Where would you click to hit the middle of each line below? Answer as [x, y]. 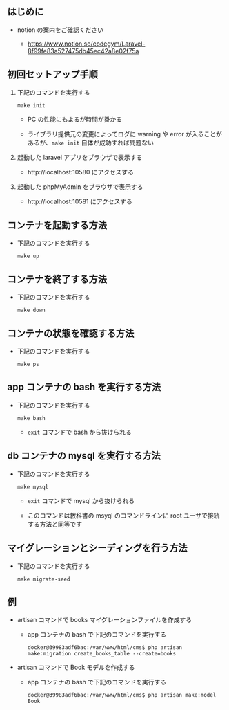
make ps [28, 365]
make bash [31, 418]
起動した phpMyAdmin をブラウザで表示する [80, 186]
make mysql [33, 487]
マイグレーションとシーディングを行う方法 [97, 548]
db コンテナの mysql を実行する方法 [84, 456]
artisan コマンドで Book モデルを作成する [76, 667]
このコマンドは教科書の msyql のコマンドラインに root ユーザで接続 [123, 515]
